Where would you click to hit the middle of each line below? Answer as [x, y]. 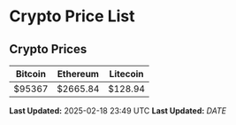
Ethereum [78, 74]
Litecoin [126, 74]
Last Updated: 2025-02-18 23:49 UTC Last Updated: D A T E [118, 111]
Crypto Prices [48, 49]
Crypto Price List [72, 16]
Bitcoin [31, 74]
